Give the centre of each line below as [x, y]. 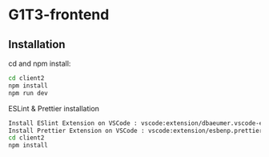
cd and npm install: [40, 63]
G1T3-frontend [59, 15]
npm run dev [28, 93]
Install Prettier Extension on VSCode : [77, 131]
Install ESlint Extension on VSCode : [73, 123]
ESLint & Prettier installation [54, 108]
